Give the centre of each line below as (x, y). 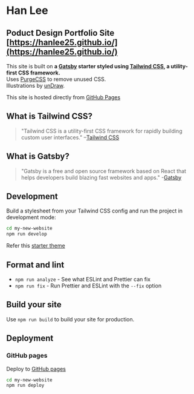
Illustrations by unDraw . (36, 86)
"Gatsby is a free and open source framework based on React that (103, 171)
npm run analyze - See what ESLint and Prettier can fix (83, 279)
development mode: (31, 217)
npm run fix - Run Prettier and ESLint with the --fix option (88, 286)
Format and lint (35, 265)
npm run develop (27, 234)
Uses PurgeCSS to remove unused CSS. (56, 79)
